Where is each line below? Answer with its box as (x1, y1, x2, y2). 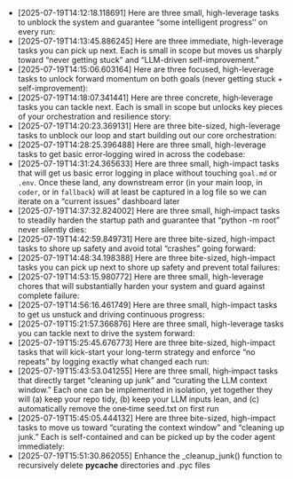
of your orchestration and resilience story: (17, 111, 171, 122)
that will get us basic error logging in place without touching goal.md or (17, 168, 277, 178)
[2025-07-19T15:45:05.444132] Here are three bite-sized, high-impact (17, 412, 276, 423)
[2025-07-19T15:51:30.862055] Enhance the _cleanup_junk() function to (17, 451, 282, 460)
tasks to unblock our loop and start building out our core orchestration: (17, 130, 277, 140)
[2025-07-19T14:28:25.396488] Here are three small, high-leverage (17, 139, 266, 150)
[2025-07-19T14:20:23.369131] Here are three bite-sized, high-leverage (17, 121, 281, 131)
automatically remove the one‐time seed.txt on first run (17, 404, 219, 413)
